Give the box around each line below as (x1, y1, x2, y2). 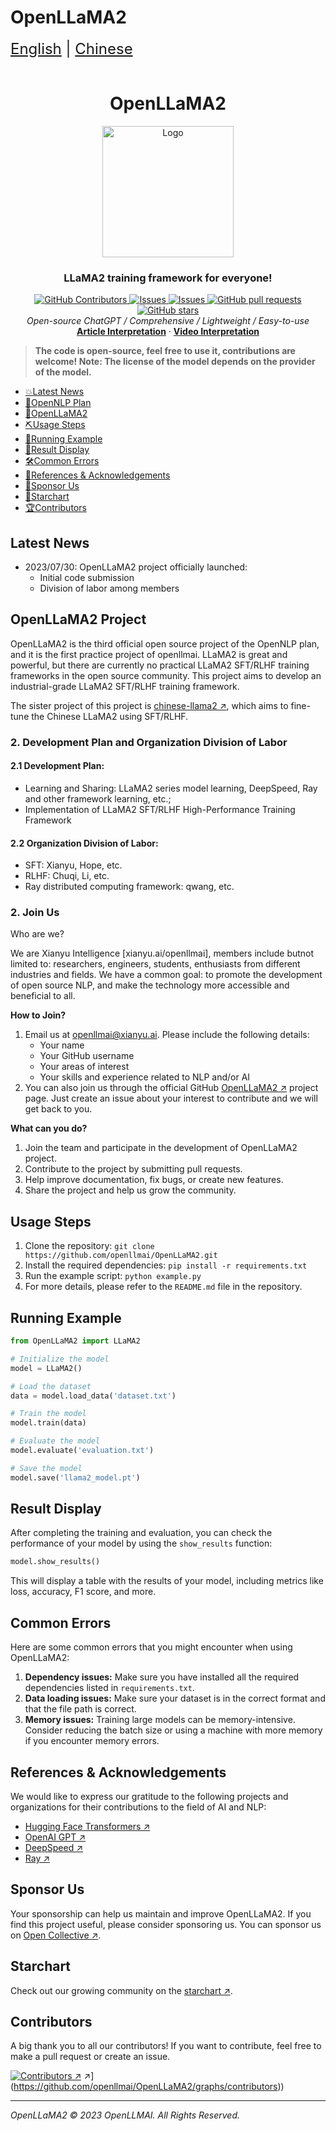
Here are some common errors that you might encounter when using (10, 1641, 293, 1653)
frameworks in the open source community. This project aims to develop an (10, 669, 322, 681)
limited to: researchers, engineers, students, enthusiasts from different (10, 958, 301, 970)
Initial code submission (39, 571, 135, 583)
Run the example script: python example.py (24, 1270, 202, 1282)
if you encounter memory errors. (24, 1735, 160, 1747)
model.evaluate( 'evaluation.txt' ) (10, 1446, 155, 1456)
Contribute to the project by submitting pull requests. (24, 1163, 243, 1175)
